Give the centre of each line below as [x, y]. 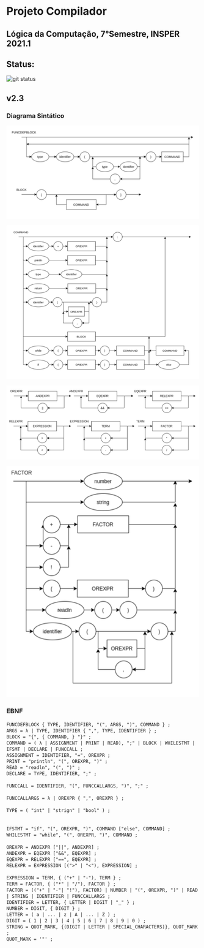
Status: [20, 64]
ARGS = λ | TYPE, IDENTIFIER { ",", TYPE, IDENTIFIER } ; [82, 730]
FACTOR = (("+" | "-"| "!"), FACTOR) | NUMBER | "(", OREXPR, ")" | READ [102, 890]
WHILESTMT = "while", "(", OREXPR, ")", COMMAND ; [72, 835]
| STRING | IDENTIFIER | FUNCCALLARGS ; [59, 896]
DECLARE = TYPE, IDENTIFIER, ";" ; [52, 773]
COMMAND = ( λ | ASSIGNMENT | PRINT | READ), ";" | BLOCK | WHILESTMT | [101, 743]
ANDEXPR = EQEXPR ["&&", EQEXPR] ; [52, 853]
